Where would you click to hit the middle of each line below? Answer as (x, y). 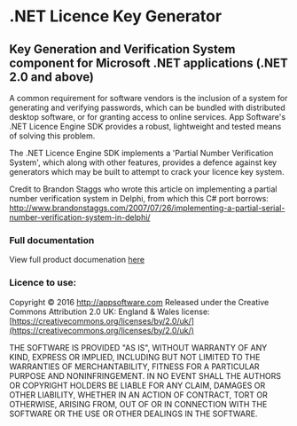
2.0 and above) (52, 77)
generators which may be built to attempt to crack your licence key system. (147, 172)
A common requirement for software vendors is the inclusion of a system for (148, 98)
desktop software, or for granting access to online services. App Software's (148, 117)
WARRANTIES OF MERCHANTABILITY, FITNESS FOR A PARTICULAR (134, 367)
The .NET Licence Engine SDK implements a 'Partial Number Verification (141, 153)
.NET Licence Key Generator (116, 16)
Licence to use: (43, 283)
